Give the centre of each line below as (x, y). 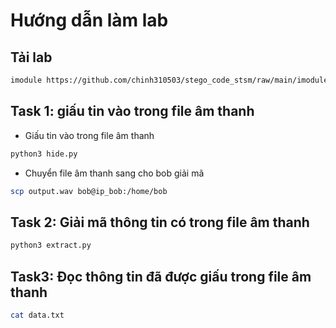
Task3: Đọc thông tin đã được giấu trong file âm (161, 276)
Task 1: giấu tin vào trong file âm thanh (132, 111)
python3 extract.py (51, 245)
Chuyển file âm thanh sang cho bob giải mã (114, 173)
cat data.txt (37, 315)
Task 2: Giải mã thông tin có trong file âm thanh (160, 222)
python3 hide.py (44, 154)
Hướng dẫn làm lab (89, 20)
